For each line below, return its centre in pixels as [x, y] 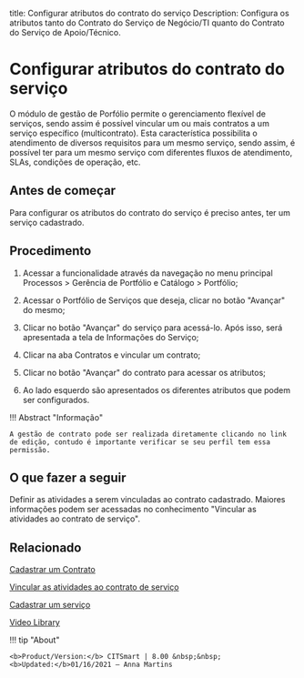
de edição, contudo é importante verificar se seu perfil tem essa [140, 442]
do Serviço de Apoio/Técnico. [65, 32]
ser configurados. [56, 400]
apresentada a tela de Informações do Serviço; [111, 337]
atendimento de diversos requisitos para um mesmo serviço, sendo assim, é [152, 142]
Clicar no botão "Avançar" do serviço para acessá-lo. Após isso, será [152, 328]
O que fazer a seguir [68, 477]
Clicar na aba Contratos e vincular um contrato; [111, 355]
